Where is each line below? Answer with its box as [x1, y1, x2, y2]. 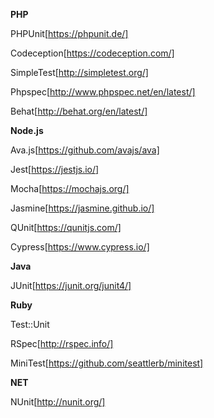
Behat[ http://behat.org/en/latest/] [10, 105, 148, 117]
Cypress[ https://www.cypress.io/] [10, 241, 150, 253]
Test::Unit [10, 319, 50, 330]
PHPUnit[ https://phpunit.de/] [10, 28, 129, 39]
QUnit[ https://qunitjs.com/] [10, 222, 122, 233]
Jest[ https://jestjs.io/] [10, 164, 100, 175]
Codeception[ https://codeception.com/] [10, 47, 175, 59]
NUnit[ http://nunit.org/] [10, 396, 106, 408]
